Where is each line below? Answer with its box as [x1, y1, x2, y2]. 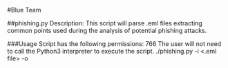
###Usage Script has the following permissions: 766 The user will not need [7, 40, 222, 47]
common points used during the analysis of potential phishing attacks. [7, 27, 207, 34]
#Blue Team [7, 6, 41, 14]
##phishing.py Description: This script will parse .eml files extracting [7, 19, 202, 27]
